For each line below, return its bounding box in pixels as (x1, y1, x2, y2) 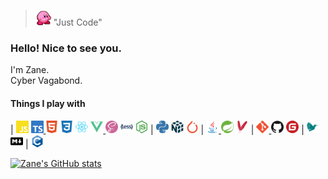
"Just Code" (53, 16, 103, 28)
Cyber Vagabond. (10, 75, 83, 87)
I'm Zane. (10, 64, 50, 76)
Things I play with (10, 97, 86, 109)
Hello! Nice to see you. (10, 41, 122, 55)
